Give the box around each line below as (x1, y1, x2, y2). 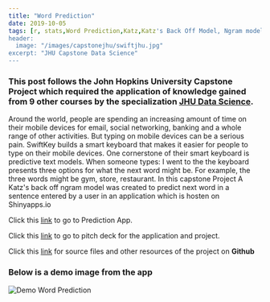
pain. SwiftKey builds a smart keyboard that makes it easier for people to (8, 140, 249, 150)
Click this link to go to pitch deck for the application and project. (8, 231, 220, 241)
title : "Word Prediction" (8, 11, 95, 20)
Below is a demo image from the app (8, 267, 153, 278)
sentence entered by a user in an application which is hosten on (8, 191, 220, 201)
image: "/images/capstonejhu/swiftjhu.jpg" (15, 42, 163, 50)
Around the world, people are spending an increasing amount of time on (8, 114, 247, 124)
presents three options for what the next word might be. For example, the (8, 166, 251, 176)
